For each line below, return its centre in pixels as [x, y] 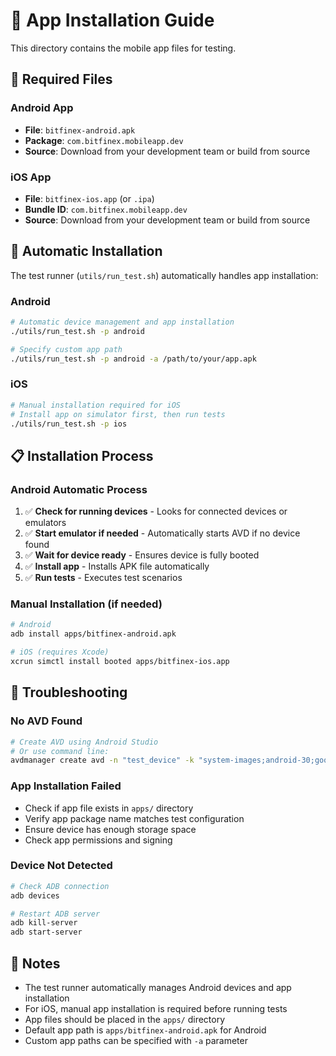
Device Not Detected [61, 866]
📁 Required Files [61, 79]
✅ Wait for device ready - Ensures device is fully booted [142, 555]
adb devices [35, 895]
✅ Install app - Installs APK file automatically [117, 566]
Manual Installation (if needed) [86, 604]
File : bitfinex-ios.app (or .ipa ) [89, 198]
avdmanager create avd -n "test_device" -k [102, 760]
